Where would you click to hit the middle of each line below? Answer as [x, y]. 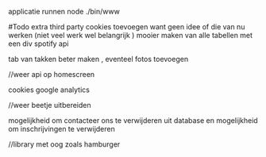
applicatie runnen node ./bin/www [64, 11]
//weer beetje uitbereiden [50, 105]
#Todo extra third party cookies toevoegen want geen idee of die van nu [127, 27]
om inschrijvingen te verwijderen [62, 129]
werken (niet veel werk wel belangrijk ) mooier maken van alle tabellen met [130, 35]
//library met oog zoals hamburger [64, 144]
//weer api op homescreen [52, 74]
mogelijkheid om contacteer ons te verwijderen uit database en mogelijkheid [133, 121]
